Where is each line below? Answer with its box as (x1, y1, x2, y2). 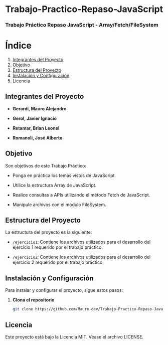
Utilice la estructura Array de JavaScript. (12, 182, 97, 188)
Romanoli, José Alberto (12, 134, 63, 141)
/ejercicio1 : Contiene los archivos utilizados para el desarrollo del (12, 239, 151, 245)
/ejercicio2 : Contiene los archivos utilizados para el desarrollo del (12, 254, 151, 260)
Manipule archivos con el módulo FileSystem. (12, 202, 106, 208)
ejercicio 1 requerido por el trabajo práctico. (12, 244, 103, 250)
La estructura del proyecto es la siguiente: (5, 229, 92, 235)
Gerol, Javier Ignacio (12, 115, 57, 121)
